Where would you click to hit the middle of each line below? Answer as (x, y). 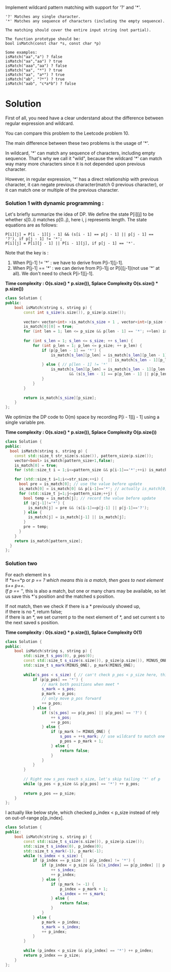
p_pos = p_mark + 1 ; (81, 741)
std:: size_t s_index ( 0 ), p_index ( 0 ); (63, 846)
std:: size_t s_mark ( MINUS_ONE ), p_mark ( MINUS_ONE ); (80, 666)
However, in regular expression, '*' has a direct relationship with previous (82, 179)
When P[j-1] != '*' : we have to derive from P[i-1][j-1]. (68, 263)
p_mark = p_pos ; (59, 694)
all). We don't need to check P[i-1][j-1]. (53, 274)
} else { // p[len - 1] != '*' (75, 365)
